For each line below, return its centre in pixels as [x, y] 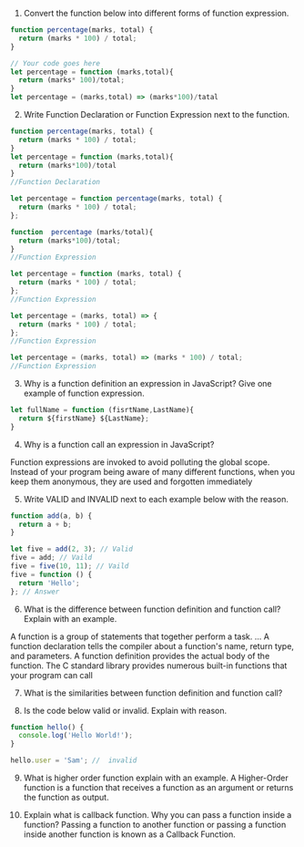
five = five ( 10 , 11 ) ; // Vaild [70, 566]
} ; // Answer [35, 592]
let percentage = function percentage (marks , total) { [117, 199]
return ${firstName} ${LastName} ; [84, 418]
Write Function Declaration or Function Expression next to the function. [157, 114]
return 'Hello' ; [49, 583]
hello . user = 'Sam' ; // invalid [74, 760]
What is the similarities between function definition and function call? [153, 693]
